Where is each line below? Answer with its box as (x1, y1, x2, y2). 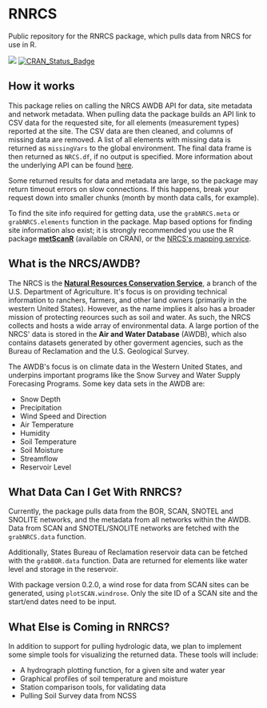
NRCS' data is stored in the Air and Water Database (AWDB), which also (8, 329, 247, 338)
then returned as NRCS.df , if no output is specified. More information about (8, 151, 253, 161)
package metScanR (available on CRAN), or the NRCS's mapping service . (8, 234, 252, 243)
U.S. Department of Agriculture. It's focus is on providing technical (8, 286, 228, 296)
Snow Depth (19, 394, 62, 404)
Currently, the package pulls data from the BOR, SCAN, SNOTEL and (8, 506, 233, 516)
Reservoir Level (19, 462, 72, 472)
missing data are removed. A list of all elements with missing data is (8, 134, 231, 144)
